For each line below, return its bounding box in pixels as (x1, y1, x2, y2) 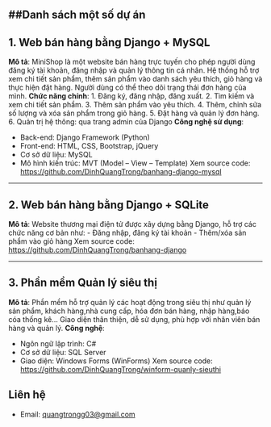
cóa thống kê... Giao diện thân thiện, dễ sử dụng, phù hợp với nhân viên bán (8, 314, 261, 324)
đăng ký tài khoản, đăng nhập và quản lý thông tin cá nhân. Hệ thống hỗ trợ (8, 65, 260, 75)
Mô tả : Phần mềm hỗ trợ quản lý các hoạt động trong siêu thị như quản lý (8, 297, 252, 307)
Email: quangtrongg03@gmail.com (19, 409, 135, 419)
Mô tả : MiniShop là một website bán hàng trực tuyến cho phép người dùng (8, 57, 256, 67)
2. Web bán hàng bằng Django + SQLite (8, 198, 210, 211)
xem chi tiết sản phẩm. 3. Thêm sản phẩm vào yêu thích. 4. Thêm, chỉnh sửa (8, 100, 262, 110)
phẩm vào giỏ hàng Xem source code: (8, 237, 135, 246)
